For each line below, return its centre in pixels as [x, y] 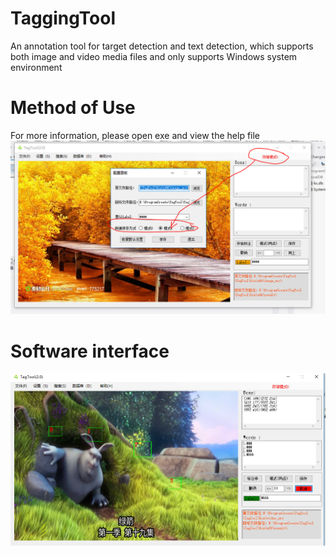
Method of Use [73, 108]
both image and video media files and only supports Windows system [154, 56]
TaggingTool [63, 18]
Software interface [90, 351]
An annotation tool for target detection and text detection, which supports [162, 46]
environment [36, 67]
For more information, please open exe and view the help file [135, 135]
